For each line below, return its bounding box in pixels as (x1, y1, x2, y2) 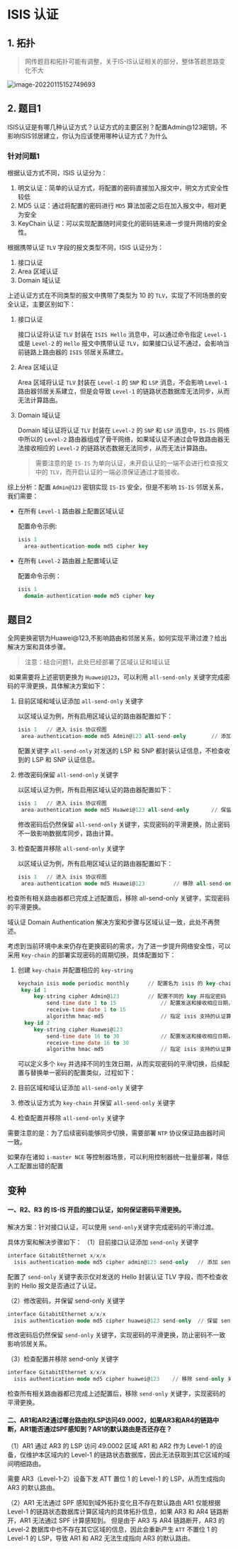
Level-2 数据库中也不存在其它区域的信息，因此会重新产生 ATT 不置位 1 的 (7, 1525, 218, 1534)
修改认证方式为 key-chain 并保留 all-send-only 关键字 (17, 1099, 176, 1107)
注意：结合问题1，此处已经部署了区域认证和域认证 (24, 658, 171, 666)
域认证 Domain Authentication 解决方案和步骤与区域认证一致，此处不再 (7, 918, 214, 926)
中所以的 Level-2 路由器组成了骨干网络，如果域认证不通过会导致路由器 (17, 435, 224, 444)
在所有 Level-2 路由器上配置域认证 (17, 556, 118, 565)
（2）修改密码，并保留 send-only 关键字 (7, 1296, 125, 1305)
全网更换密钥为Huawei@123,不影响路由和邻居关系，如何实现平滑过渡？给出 (7, 634, 227, 643)
